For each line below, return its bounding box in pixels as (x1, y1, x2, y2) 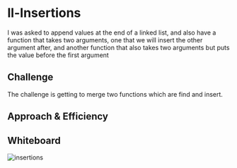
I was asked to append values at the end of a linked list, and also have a (7, 28, 216, 37)
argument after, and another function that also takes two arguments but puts (7, 43, 230, 52)
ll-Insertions (7, 5, 81, 21)
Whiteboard (7, 134, 62, 146)
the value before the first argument (7, 51, 110, 59)
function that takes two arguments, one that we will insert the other (7, 35, 203, 44)
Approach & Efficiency (7, 111, 108, 123)
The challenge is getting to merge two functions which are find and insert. (7, 90, 223, 98)
